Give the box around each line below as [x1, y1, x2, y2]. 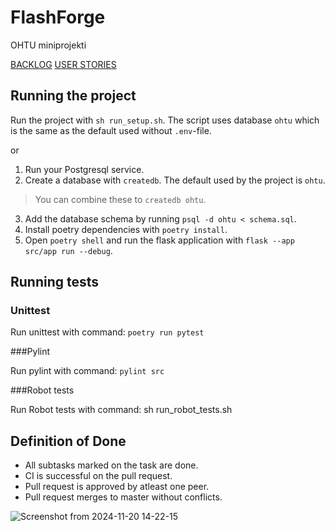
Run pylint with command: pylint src [10, 365, 165, 377]
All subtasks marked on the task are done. [24, 459, 199, 471]
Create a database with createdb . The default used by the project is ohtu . [24, 174, 326, 186]
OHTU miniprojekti [10, 39, 87, 51]
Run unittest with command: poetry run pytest [10, 326, 205, 338]
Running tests [10, 274, 100, 291]
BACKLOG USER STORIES [10, 58, 117, 70]
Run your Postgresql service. [24, 163, 145, 175]
